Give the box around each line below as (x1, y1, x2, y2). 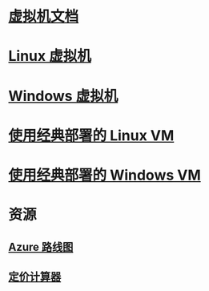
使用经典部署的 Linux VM (8, 126, 175, 144)
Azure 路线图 (8, 240, 74, 253)
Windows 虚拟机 (8, 87, 119, 105)
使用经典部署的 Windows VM (8, 166, 202, 184)
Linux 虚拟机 (8, 47, 92, 65)
